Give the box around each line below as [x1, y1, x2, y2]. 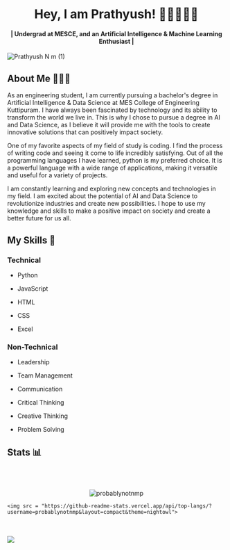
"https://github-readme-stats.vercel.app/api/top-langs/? [41, 503, 213, 510]
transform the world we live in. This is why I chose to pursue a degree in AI [7, 113, 220, 122]
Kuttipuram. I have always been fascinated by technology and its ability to [7, 106, 218, 114]
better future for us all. [7, 214, 71, 223]
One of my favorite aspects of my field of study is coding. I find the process [7, 142, 223, 150]
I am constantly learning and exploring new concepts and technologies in [7, 184, 216, 193]
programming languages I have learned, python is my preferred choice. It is [7, 156, 222, 165]
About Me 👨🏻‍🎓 [7, 72, 71, 84]
